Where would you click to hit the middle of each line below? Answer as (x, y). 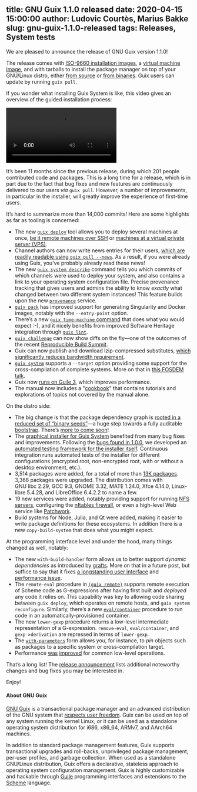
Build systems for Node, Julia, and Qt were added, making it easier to (98, 517)
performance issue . (38, 577)
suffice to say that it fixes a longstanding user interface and (86, 572)
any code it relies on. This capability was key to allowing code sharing (99, 596)
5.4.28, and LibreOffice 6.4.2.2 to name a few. (82, 492)
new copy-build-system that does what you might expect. (84, 530)
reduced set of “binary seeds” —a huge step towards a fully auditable (98, 423)
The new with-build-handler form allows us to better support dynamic (100, 559)
